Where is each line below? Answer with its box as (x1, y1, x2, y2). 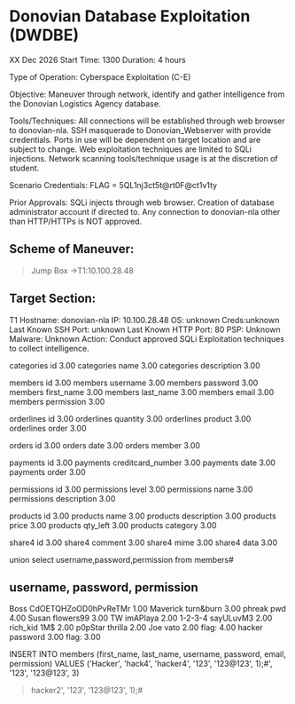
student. (9, 162, 40, 173)
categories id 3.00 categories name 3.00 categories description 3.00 (9, 360, 260, 370)
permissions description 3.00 (9, 493, 116, 503)
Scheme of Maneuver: (9, 241, 135, 257)
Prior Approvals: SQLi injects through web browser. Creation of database (9, 197, 275, 208)
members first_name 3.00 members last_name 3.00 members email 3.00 (9, 386, 275, 397)
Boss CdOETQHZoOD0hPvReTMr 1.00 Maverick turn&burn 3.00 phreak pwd (9, 604, 286, 614)
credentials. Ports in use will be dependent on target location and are (9, 134, 261, 145)
